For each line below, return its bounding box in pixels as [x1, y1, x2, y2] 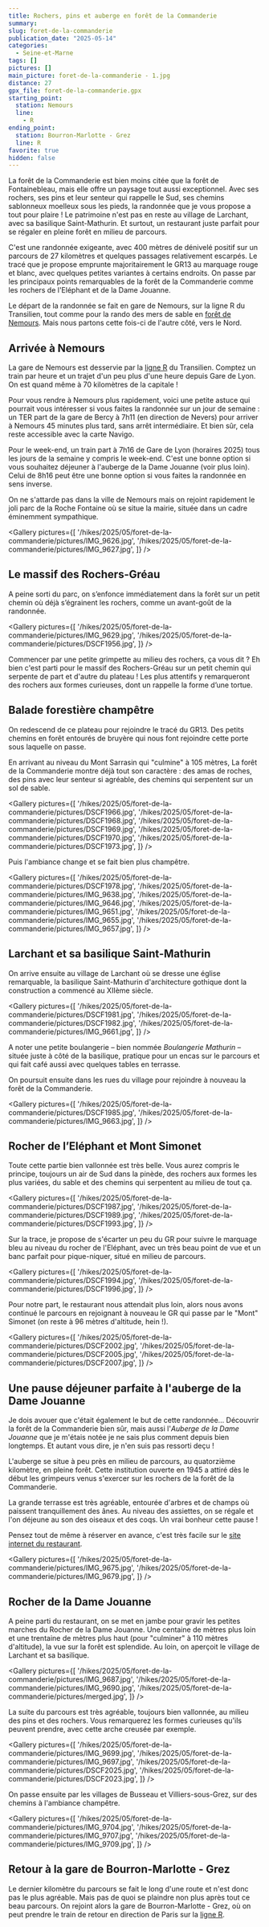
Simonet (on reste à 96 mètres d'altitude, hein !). [8, 1317, 169, 1326]
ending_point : [8, 124, 56, 132]
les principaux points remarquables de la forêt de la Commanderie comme [8, 277, 254, 286]
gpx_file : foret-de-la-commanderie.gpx [8, 86, 142, 95]
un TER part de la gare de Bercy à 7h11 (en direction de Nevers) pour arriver [8, 412, 259, 422]
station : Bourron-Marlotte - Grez [15, 131, 131, 139]
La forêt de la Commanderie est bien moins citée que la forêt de [8, 176, 219, 186]
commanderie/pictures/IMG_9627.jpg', [8, 544, 135, 555]
